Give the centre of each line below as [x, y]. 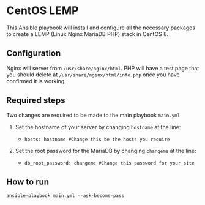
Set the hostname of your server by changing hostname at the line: [98, 127]
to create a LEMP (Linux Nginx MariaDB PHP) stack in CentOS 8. [88, 34]
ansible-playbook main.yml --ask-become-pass [65, 196]
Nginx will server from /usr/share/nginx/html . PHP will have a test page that [103, 68]
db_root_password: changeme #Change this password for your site [109, 163]
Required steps [36, 101]
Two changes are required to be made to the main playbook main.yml [93, 115]
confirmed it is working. [36, 81]
